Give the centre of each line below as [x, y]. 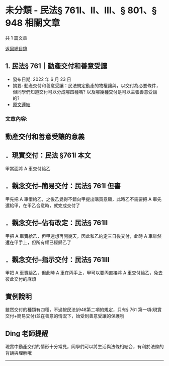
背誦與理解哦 [18, 353]
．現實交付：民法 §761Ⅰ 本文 [48, 155]
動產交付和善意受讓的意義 [45, 137]
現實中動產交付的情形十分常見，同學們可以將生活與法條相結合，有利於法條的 [84, 346]
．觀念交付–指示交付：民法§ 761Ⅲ [57, 260]
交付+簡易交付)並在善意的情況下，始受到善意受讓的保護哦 [65, 316]
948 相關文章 [33, 23]
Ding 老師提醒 [27, 333]
